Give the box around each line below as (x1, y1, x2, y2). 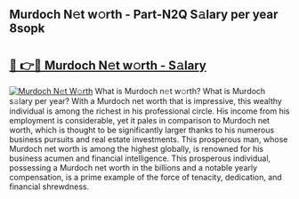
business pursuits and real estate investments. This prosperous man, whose (9, 134, 288, 145)
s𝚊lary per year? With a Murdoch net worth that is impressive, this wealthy (9, 96, 282, 106)
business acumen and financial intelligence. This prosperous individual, (9, 153, 271, 163)
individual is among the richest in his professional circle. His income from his (9, 106, 290, 116)
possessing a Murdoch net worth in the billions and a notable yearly (9, 163, 258, 172)
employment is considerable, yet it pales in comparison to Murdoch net (9, 115, 270, 125)
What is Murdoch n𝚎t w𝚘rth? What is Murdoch (94, 86, 266, 96)
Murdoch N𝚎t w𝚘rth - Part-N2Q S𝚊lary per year (9, 7, 279, 22)
